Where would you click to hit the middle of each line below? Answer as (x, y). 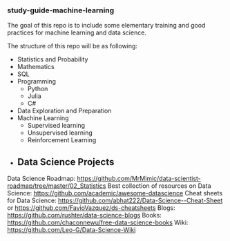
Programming (37, 81)
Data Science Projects (66, 162)
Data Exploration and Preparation (64, 111)
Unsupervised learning (60, 133)
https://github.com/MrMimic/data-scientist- (139, 179)
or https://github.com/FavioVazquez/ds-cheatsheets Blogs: (92, 208)
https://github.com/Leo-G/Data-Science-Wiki (71, 230)
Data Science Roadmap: (41, 179)
